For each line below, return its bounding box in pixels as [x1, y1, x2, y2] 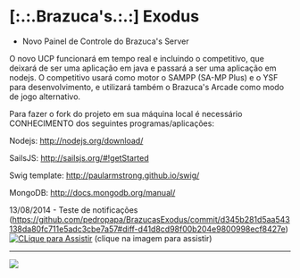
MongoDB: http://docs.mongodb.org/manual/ [9, 187, 176, 198]
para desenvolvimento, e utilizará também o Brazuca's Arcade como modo [9, 81, 284, 92]
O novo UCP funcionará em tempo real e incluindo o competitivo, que [9, 53, 265, 63]
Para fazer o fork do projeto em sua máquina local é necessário [9, 108, 243, 119]
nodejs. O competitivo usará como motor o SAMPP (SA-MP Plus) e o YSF [9, 72, 279, 82]
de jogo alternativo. [9, 91, 81, 102]
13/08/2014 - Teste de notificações [9, 204, 138, 215]
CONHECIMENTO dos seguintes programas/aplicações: [9, 118, 214, 129]
